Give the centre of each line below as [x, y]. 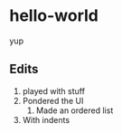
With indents [46, 119]
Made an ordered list [75, 110]
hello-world [54, 16]
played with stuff [54, 90]
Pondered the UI [53, 100]
